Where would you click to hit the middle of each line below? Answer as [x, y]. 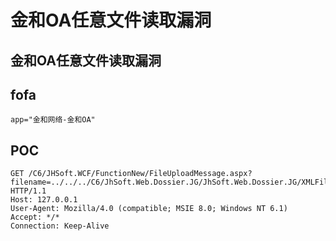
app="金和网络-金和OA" [53, 120]
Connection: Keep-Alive [60, 226]
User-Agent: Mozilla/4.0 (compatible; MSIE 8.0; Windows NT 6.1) [149, 209]
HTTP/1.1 [28, 191]
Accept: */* [35, 217]
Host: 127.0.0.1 [44, 200]
